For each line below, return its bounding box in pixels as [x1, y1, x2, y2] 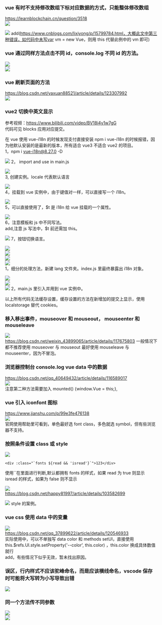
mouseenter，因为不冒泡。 [5, 351, 59, 356]
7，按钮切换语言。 [11, 236, 47, 242]
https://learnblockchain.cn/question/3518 [5, 16, 88, 21]
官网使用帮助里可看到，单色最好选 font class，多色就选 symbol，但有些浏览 [5, 421, 156, 427]
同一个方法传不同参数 [5, 599, 55, 606]
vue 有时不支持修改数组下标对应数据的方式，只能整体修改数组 [5, 4, 149, 11]
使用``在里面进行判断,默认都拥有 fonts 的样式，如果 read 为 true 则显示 [5, 470, 145, 476]
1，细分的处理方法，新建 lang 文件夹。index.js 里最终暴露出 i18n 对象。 [5, 266, 147, 271]
